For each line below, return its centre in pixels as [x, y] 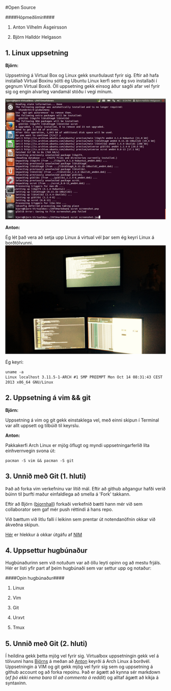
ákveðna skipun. [22, 525]
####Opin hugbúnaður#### [35, 578]
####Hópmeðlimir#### [30, 17]
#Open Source [21, 7]
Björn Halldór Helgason [37, 37]
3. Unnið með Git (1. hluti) [46, 476]
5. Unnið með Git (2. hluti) [46, 643]
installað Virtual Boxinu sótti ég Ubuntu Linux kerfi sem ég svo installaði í [81, 81]
